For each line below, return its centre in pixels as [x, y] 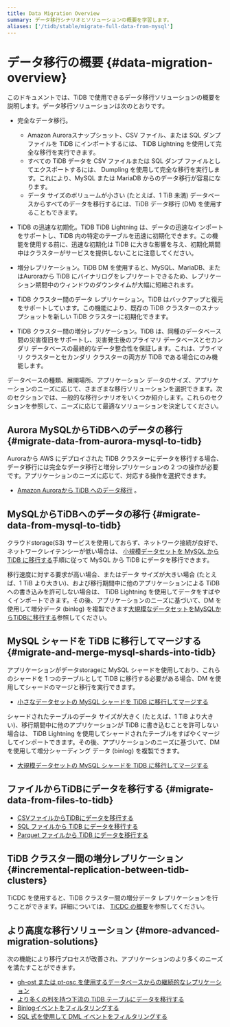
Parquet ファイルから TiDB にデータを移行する [83, 835]
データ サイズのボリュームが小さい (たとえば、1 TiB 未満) [108, 195]
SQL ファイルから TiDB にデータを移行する [78, 826]
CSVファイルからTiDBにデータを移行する [75, 818]
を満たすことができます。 [43, 968]
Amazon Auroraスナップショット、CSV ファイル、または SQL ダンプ [124, 136]
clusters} [27, 880]
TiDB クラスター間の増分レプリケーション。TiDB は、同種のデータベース [119, 332]
